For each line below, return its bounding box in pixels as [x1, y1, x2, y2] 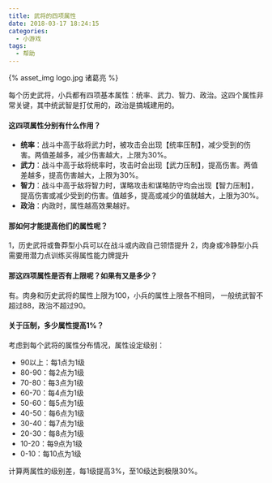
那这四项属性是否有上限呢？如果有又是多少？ [8, 271, 158, 280]
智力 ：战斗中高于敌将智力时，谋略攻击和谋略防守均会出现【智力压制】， [19, 180, 258, 191]
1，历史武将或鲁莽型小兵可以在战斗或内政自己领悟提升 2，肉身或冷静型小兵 [8, 240, 259, 250]
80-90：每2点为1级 [19, 367, 85, 377]
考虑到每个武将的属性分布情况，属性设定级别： [8, 340, 164, 350]
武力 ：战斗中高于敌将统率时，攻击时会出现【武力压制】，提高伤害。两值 [19, 160, 258, 170]
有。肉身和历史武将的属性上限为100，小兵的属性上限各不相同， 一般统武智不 [8, 290, 264, 300]
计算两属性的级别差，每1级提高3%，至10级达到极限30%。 [8, 466, 202, 476]
